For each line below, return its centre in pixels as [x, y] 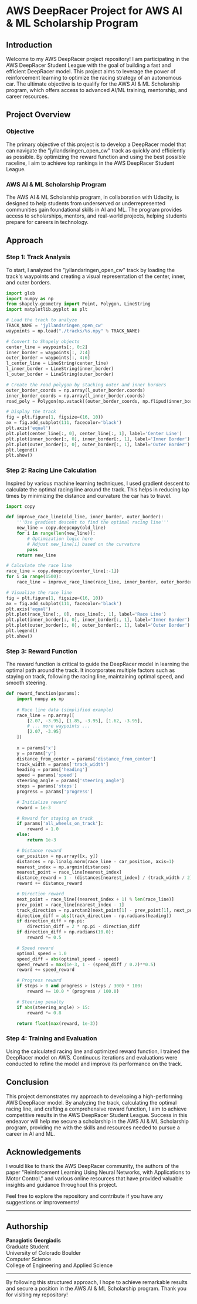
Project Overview [38, 115]
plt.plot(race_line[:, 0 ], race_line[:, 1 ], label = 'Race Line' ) [86, 614]
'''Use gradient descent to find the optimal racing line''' [93, 522]
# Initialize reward [42, 802]
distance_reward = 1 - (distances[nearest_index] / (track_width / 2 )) [106, 878]
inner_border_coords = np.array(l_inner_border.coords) [76, 396]
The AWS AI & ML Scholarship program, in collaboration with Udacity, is [93, 197]
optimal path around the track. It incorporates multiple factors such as [91, 670]
